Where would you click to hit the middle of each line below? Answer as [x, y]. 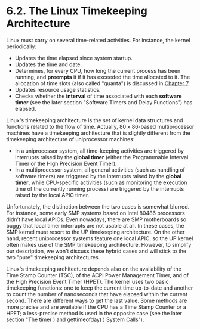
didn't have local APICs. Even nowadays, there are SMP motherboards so [96, 219]
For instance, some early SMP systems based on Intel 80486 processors [96, 213]
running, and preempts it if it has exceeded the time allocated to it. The [102, 77]
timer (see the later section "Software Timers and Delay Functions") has [104, 102]
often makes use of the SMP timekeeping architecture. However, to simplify [99, 244]
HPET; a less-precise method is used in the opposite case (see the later [94, 313]
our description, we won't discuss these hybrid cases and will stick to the [96, 251]
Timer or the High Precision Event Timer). [66, 163]
